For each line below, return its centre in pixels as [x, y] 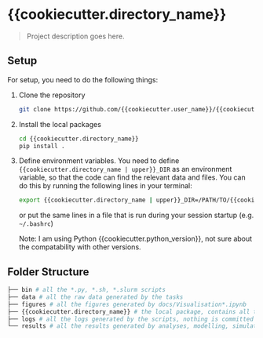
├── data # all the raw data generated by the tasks [95, 297]
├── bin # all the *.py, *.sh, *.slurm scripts [87, 290]
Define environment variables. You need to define [99, 161]
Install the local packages [60, 124]
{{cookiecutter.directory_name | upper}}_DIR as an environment [125, 169]
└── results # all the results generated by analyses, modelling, [118, 326]
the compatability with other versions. [80, 247]
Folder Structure [48, 272]
